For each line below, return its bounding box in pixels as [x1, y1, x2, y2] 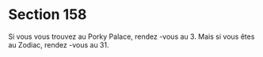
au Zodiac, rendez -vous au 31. [8, 40, 109, 49]
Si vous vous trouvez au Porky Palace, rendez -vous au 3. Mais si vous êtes [8, 32, 255, 41]
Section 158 [8, 6, 87, 24]
